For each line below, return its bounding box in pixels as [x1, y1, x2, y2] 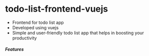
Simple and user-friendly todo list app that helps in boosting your [12, 30, 144, 36]
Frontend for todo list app [12, 19, 64, 25]
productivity [12, 35, 37, 41]
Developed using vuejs [12, 24, 59, 30]
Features [5, 46, 24, 52]
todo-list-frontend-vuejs [5, 3, 108, 15]
